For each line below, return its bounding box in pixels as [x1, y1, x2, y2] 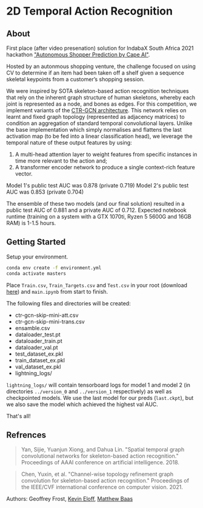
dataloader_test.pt [15, 331, 61, 338]
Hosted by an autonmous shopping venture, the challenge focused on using [6, 63, 196, 70]
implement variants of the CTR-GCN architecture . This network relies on [6, 107, 187, 113]
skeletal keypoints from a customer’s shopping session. [6, 76, 145, 83]
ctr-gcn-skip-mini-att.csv [15, 311, 79, 319]
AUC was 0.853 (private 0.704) [6, 188, 84, 195]
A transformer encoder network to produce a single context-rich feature [15, 164, 196, 171]
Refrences [6, 430, 47, 440]
